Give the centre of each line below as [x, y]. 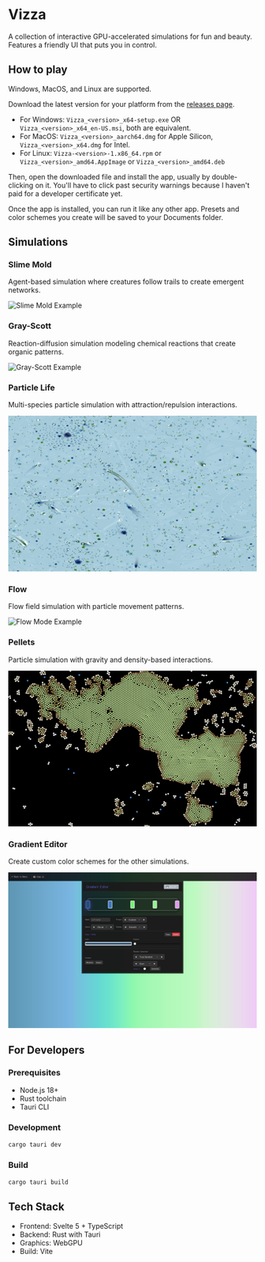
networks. [24, 290]
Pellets [22, 642]
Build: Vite [36, 1251]
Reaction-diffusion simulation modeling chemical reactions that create [122, 343]
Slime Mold [30, 265]
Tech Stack [36, 1207]
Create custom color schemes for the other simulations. [99, 861]
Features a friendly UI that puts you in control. [83, 44]
